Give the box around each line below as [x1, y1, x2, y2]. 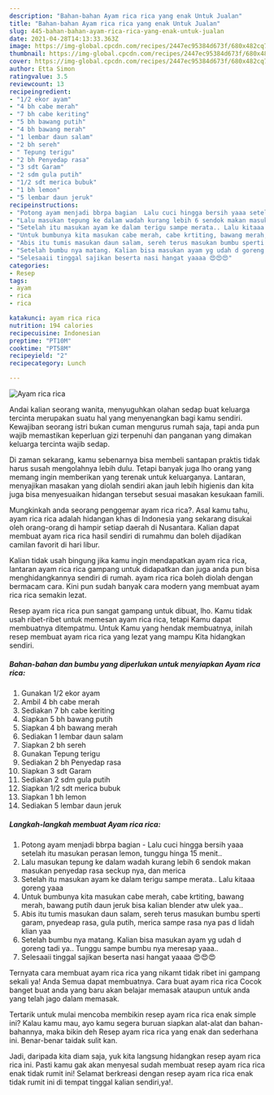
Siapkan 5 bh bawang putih [20, 713, 113, 724]
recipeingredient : [9, 87, 72, 96]
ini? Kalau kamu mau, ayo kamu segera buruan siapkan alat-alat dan [9, 1018, 237, 1027]
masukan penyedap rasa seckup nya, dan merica [20, 866, 186, 875]
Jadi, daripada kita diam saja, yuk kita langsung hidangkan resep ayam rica [9, 1051, 261, 1061]
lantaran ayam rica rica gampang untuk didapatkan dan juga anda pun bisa [9, 565, 260, 574]
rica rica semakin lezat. [9, 591, 87, 600]
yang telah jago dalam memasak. [9, 993, 120, 1003]
